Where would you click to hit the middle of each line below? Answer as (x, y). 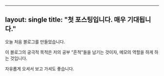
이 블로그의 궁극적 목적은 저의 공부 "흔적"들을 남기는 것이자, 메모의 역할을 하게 (79, 52)
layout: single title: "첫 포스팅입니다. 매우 (65, 20)
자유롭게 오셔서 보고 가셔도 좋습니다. (40, 69)
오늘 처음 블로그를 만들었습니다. (35, 42)
